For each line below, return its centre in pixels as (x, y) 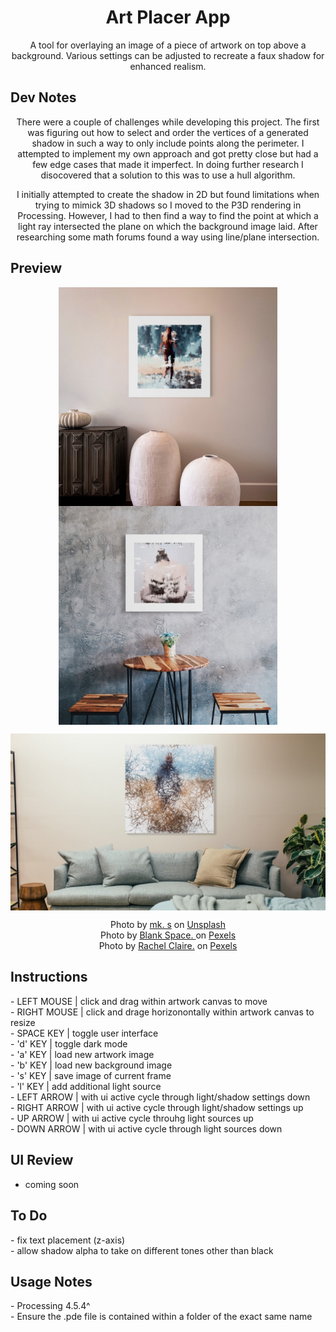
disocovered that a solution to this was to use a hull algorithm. (168, 175)
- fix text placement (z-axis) (68, 1240)
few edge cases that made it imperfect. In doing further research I (168, 164)
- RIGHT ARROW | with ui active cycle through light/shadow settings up (157, 1107)
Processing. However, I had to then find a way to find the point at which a (168, 215)
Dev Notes (43, 97)
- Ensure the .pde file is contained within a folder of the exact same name (161, 1317)
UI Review (42, 1160)
